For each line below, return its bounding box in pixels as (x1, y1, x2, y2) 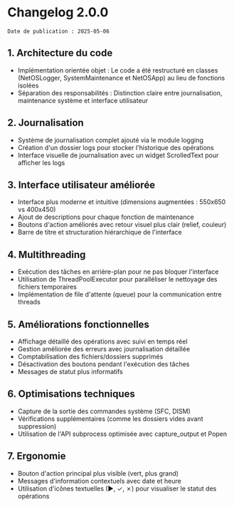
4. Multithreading (7, 248, 86, 260)
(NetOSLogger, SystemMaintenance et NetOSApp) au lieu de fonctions (17, 73, 225, 82)
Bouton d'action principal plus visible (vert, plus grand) (17, 469, 179, 477)
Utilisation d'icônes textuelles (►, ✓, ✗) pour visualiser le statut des (17, 484, 217, 493)
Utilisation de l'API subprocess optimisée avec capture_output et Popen (17, 429, 228, 438)
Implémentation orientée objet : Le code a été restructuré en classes (17, 65, 218, 75)
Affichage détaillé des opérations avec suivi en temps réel (17, 337, 188, 346)
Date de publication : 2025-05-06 (7, 28, 110, 35)
